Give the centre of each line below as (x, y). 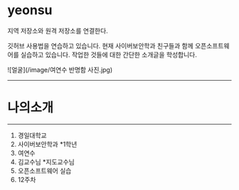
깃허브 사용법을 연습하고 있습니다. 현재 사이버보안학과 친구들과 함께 (100, 45)
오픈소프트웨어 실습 (44, 171)
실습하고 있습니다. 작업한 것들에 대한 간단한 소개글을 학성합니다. (108, 55)
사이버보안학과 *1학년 (47, 144)
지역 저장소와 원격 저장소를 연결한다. (58, 30)
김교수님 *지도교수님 (46, 162)
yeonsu (30, 10)
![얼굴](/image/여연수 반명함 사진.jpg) (60, 69)
